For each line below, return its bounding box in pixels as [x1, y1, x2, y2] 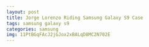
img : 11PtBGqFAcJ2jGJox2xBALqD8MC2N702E [6, 32, 111, 38]
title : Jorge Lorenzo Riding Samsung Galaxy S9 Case [6, 15, 144, 21]
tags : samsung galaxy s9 [6, 20, 70, 26]
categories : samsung [6, 26, 59, 32]
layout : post [6, 9, 40, 15]
